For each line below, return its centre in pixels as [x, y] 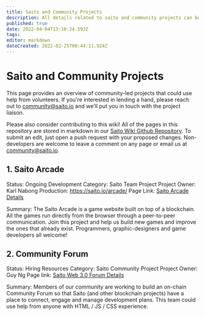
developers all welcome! [37, 235]
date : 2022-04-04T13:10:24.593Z [47, 29]
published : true [27, 23]
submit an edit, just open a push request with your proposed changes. [95, 137]
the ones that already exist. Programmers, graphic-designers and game [96, 228]
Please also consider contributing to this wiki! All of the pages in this [92, 124]
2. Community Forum [47, 254]
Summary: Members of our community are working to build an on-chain [97, 287]
